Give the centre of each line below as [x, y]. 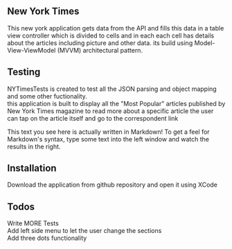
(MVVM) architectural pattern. [100, 50]
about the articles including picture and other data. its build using [100, 43]
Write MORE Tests [33, 223]
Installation [32, 168]
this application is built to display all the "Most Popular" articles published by [116, 103]
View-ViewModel [32, 50]
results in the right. [34, 146]
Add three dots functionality [47, 238]
